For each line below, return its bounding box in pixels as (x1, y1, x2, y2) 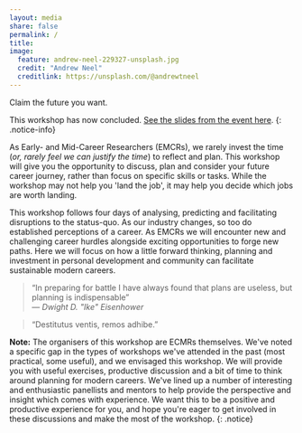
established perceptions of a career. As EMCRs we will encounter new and (9, 226, 287, 237)
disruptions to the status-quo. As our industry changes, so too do (9, 216, 252, 227)
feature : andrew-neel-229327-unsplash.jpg (17, 55, 179, 64)
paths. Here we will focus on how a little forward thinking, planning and (9, 245, 273, 256)
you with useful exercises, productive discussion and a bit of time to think (9, 365, 282, 376)
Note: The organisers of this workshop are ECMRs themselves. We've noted (9, 336, 293, 347)
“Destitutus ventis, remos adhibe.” (31, 318, 159, 330)
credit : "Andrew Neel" (17, 64, 103, 73)
